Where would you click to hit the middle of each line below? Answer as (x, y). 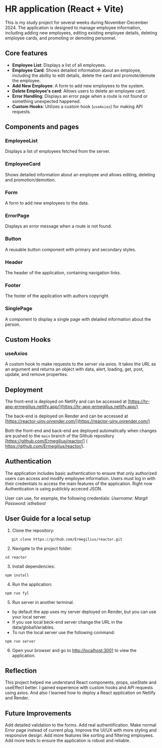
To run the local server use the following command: (64, 632)
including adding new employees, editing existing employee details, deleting (81, 33)
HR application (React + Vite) (64, 9)
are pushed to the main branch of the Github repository (60, 436)
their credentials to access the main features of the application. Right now (79, 484)
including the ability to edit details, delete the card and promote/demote (84, 75)
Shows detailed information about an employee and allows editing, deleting (80, 174)
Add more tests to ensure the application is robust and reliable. (68, 741)
